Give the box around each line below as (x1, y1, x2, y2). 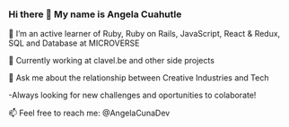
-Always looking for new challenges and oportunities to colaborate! (8, 89, 257, 101)
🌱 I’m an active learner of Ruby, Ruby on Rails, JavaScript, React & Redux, (8, 29, 281, 39)
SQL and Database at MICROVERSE (8, 38, 140, 48)
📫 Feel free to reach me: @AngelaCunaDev (8, 107, 171, 119)
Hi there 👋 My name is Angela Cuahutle (8, 8, 182, 21)
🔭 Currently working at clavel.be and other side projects (8, 55, 215, 66)
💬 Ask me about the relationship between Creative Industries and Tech (8, 72, 269, 83)
